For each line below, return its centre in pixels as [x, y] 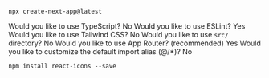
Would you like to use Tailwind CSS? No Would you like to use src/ [118, 35]
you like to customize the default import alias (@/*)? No [100, 51]
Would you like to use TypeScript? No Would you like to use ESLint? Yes [127, 26]
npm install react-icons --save [62, 66]
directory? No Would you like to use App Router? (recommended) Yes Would [134, 43]
